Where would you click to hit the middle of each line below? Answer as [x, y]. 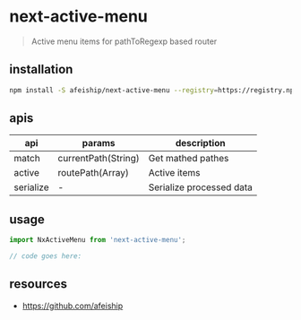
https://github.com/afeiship [73, 306]
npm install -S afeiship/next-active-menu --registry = [114, 90]
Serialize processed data [200, 187]
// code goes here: [46, 256]
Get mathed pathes [189, 159]
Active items [174, 173]
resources [38, 284]
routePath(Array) [94, 173]
